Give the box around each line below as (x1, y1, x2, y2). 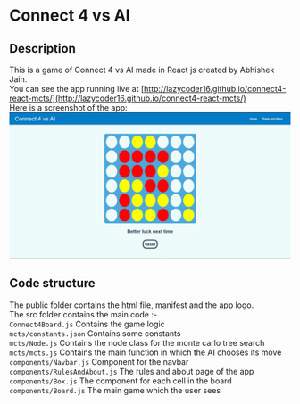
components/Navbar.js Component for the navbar (9, 356, 189, 367)
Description (9, 41, 76, 56)
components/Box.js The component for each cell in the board (9, 375, 232, 386)
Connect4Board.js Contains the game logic (9, 318, 165, 329)
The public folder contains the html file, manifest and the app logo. (9, 300, 254, 310)
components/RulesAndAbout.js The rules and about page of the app (9, 366, 254, 376)
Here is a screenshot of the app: (9, 103, 128, 112)
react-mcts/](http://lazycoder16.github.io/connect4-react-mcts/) (9, 93, 247, 103)
